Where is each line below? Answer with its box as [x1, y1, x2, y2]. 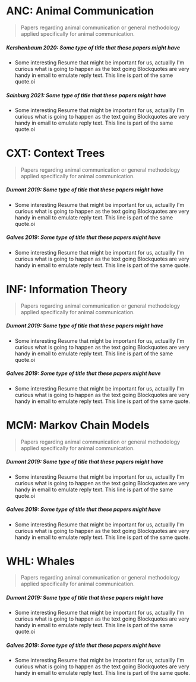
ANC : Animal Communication [6, 4, 154, 18]
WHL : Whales [6, 554, 75, 568]
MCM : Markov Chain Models [6, 418, 150, 432]
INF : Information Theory [6, 282, 128, 296]
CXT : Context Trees [6, 147, 105, 160]
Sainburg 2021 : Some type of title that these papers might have [6, 91, 166, 99]
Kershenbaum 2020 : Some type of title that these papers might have [6, 44, 181, 51]
